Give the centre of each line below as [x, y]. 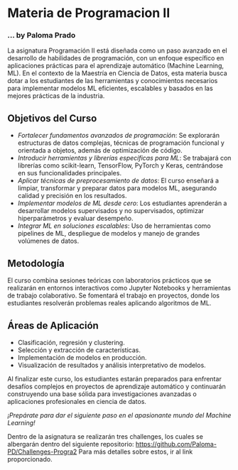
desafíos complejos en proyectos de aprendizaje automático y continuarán [117, 386]
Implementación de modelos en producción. [82, 357]
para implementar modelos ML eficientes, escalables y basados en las [110, 88]
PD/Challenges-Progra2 [42, 452]
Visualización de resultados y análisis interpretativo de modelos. [112, 365]
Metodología [36, 263]
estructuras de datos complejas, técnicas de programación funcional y [121, 143]
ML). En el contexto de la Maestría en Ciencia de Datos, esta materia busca [117, 73]
